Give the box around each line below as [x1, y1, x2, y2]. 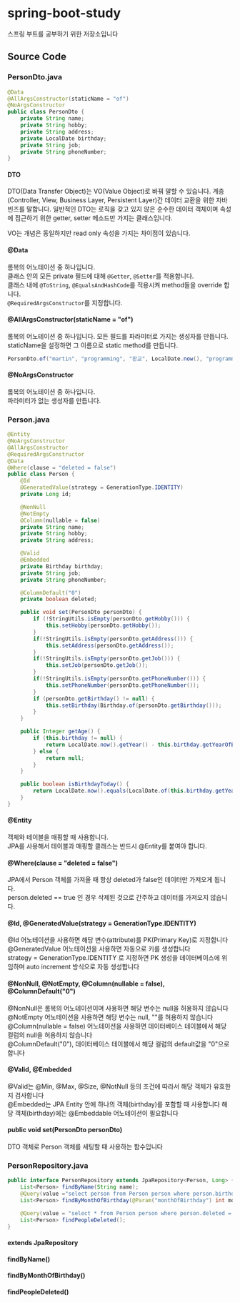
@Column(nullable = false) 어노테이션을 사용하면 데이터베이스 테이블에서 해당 [7, 1021, 227, 1030]
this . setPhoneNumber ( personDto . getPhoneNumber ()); [45, 681, 200, 689]
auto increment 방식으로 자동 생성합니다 [26, 963, 140, 971]
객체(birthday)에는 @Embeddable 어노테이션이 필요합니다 [14, 1109, 179, 1117]
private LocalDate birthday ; [20, 134, 107, 142]
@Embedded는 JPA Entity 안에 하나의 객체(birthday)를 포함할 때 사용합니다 [7, 1099, 220, 1109]
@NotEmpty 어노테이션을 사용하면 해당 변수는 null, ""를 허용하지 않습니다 [7, 1013, 214, 1021]
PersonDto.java [7, 72, 63, 82]
